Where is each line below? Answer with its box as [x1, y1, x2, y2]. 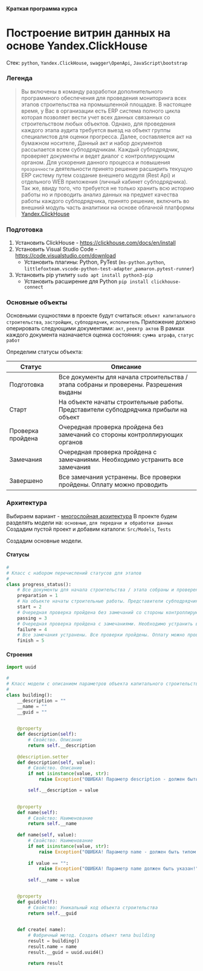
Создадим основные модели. [6, 537, 83, 544]
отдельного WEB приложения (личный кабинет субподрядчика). [21, 178, 188, 185]
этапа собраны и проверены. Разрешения [58, 381, 182, 389]
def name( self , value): [17, 832, 77, 838]
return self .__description [28, 742, 96, 749]
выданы [58, 388, 82, 396]
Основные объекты [6, 298, 68, 307]
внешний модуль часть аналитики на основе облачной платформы [21, 204, 195, 211]
